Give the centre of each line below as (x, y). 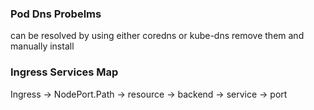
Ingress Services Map (64, 72)
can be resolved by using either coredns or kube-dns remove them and (157, 36)
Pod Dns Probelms (56, 14)
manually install (42, 46)
